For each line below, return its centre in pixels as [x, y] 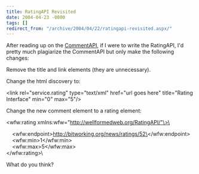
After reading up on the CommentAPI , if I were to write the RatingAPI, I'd [95, 45]
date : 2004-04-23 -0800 [36, 17]
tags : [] [17, 23]
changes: [18, 58]
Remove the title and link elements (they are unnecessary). [79, 70]
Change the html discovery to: [43, 81]
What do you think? [30, 164]
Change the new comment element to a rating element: [74, 111]
